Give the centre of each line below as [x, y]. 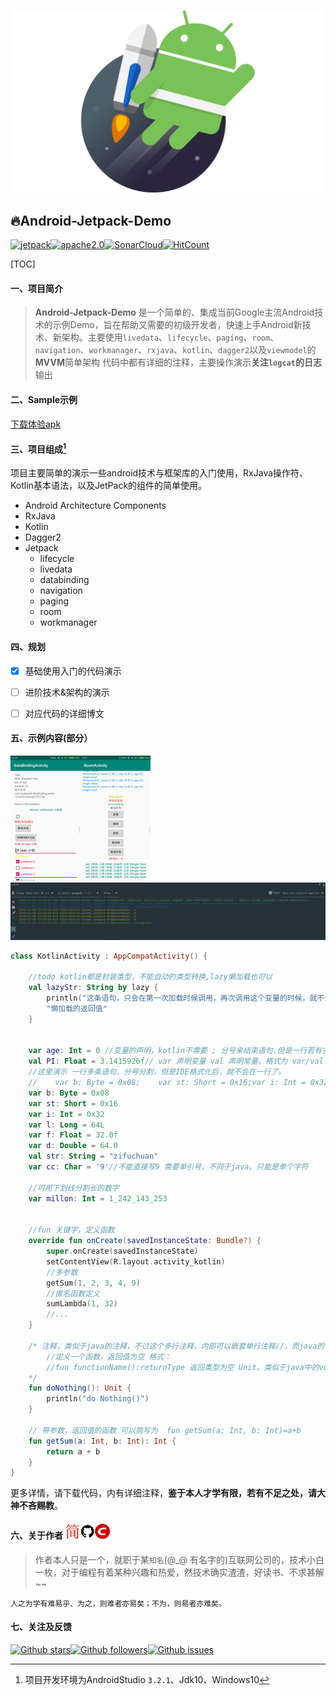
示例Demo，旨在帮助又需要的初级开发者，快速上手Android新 [177, 325]
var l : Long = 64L [66, 1125]
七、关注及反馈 [41, 1627]
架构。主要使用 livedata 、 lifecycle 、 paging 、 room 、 [170, 337]
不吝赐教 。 [40, 1506]
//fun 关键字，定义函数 [71, 1230]
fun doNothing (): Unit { [80, 1388]
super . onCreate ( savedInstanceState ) [122, 1251]
